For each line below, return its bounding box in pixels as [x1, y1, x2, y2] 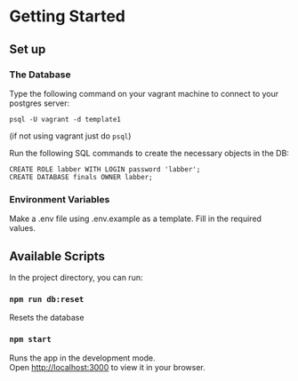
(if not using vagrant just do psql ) [9, 131, 132, 141]
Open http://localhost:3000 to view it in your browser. [9, 361, 206, 372]
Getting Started [9, 6, 126, 27]
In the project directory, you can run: [9, 272, 143, 282]
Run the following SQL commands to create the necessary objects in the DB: [9, 147, 289, 158]
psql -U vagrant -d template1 [9, 115, 122, 123]
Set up [9, 42, 46, 57]
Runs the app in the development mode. [9, 353, 156, 363]
